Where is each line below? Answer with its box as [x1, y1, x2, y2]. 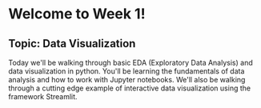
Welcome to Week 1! [8, 5, 146, 23]
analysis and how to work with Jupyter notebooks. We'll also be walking [8, 75, 246, 84]
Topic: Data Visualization [8, 37, 136, 50]
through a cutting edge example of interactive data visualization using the [8, 83, 251, 93]
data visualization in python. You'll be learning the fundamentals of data [8, 66, 245, 76]
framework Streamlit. [8, 92, 78, 101]
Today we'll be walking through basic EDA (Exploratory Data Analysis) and [8, 58, 254, 67]
